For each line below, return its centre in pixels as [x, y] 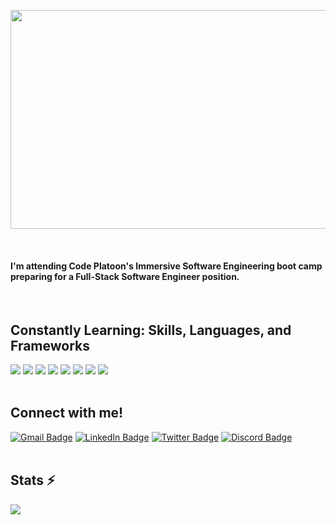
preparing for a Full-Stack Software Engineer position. [125, 276]
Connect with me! [67, 413]
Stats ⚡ [33, 480]
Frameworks [50, 345]
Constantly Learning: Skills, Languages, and [151, 330]
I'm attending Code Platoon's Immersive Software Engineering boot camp [166, 266]
